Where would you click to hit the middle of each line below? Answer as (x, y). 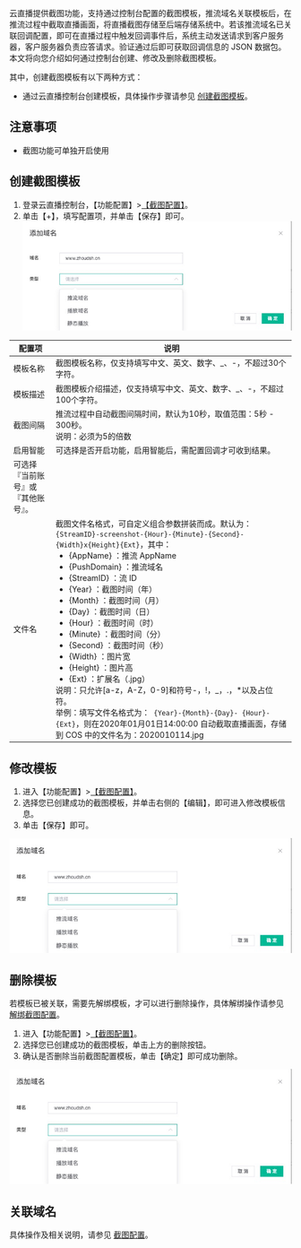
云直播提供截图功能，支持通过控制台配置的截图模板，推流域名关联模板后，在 (150, 13)
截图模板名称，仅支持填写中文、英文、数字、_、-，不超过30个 (171, 363)
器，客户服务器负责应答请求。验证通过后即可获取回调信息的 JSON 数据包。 (148, 47)
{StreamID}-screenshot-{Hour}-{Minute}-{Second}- (150, 534)
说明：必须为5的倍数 (93, 436)
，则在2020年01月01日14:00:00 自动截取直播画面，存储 (181, 724)
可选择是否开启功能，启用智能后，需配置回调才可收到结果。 (165, 450)
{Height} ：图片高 (101, 667)
